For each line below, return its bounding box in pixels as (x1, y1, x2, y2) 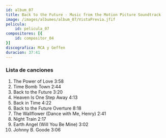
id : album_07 (6, 7, 34, 13)
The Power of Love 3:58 (13, 78, 64, 84)
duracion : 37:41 (6, 50, 40, 55)
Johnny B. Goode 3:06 (13, 126, 61, 132)
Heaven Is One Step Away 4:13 (13, 94, 78, 100)
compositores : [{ (6, 31, 43, 36)
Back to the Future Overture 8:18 (13, 105, 82, 111)
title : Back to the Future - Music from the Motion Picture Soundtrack (6, 12, 161, 17)
